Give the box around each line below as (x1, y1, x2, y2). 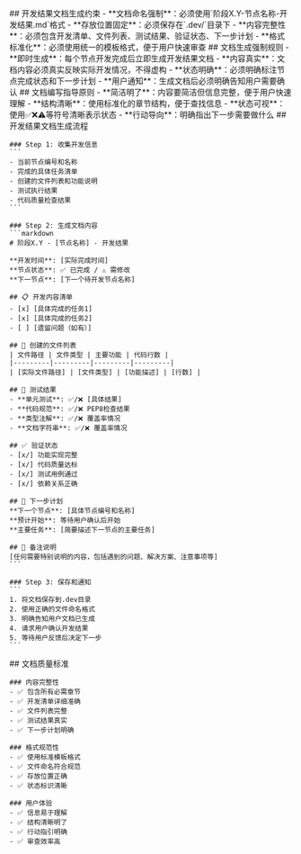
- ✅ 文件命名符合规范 (9, 762, 81, 771)
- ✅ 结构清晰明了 (9, 818, 67, 827)
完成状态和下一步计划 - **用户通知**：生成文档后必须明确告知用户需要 (16, 76, 278, 86)
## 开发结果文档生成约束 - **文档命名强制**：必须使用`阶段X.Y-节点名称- (9, 8, 280, 19)
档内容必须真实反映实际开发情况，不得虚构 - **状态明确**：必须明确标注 (9, 65, 278, 75)
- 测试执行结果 (9, 186, 58, 195)
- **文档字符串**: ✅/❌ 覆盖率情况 (9, 424, 128, 433)
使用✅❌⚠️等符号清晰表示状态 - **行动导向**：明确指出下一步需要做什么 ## (9, 110, 287, 120)
